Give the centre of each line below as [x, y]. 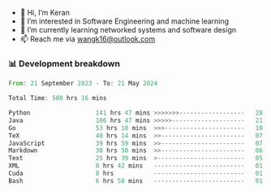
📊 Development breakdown [64, 63]
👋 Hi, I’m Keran [45, 13]
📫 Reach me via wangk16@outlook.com [88, 39]
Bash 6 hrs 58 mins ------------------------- [127, 181]
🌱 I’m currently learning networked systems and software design [128, 30]
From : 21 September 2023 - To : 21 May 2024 [83, 84]
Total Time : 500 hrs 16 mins [58, 98]
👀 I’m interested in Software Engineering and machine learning [125, 21]
